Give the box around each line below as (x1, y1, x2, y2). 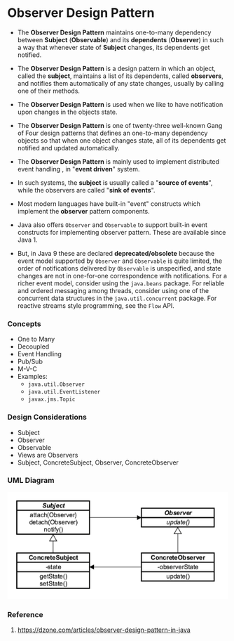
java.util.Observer (27, 381, 85, 388)
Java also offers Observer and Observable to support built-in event (17, 220, 208, 229)
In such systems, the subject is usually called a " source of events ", (17, 178, 213, 187)
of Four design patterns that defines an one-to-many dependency (17, 129, 208, 137)
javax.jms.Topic (27, 396, 76, 403)
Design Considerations (7, 413, 88, 422)
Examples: (17, 373, 48, 381)
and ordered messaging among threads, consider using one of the (17, 286, 209, 294)
